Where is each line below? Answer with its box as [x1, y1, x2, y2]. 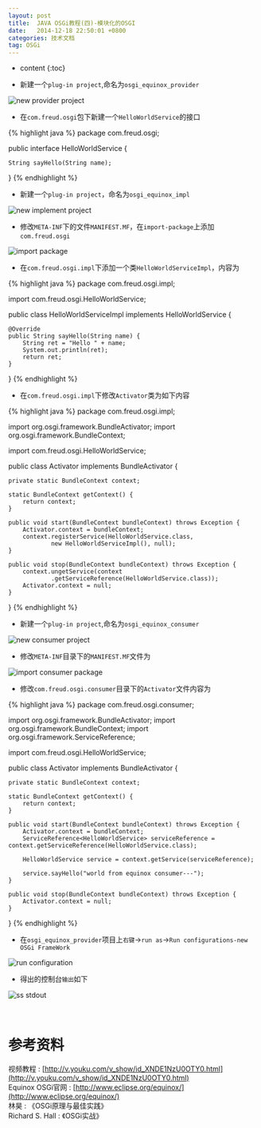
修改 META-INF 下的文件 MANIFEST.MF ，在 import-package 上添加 [19, 222, 215, 232]
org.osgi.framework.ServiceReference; [8, 732, 135, 742]
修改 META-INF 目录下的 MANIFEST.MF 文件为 [19, 651, 151, 661]
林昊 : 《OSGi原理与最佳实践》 [8, 1101, 108, 1110]
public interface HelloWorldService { [8, 144, 127, 153]
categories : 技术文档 [8, 34, 76, 42]
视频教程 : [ [8, 1064, 45, 1074]
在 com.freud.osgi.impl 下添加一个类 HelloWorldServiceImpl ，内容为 [19, 263, 240, 272]
